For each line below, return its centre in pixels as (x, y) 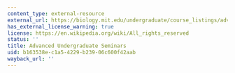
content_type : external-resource (56, 14)
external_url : (28, 20)
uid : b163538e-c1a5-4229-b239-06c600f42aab (72, 53)
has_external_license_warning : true (60, 26)
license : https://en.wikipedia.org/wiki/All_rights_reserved (98, 33)
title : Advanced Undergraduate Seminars (67, 46)
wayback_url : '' (31, 59)
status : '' (23, 40)
